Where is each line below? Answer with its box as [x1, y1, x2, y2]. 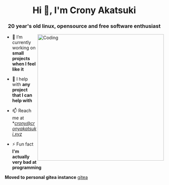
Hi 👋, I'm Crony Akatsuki [32, 5, 136, 16]
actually [12, 154, 30, 160]
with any [12, 81, 31, 87]
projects [12, 56, 30, 62]
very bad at [12, 159, 37, 165]
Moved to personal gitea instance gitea [5, 174, 88, 180]
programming [12, 164, 41, 171]
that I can [12, 92, 32, 98]
